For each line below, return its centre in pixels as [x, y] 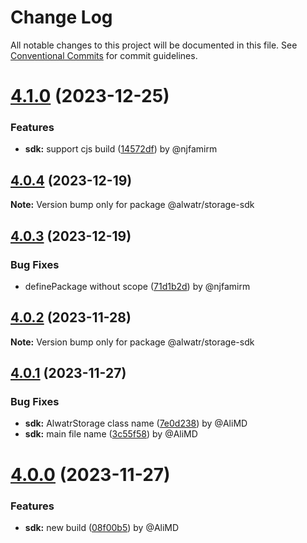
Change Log [61, 17]
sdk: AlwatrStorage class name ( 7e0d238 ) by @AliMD [136, 423]
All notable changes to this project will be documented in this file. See [154, 45]
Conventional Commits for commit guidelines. [104, 55]
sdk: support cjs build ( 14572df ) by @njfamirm [121, 149]
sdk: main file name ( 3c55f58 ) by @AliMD [111, 434]
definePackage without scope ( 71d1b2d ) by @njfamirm [137, 286]
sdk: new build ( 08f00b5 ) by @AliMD [102, 527]
